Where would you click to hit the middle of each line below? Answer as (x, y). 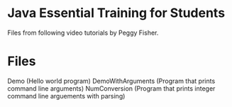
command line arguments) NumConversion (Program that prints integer (111, 88)
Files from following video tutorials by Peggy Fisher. (83, 33)
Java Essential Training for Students (116, 13)
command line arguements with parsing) (66, 96)
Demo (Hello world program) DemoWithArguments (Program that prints (111, 81)
